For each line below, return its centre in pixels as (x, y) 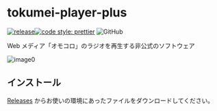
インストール (34, 83)
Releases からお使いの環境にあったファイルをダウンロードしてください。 (111, 100)
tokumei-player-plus (67, 13)
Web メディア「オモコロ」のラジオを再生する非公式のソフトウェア (101, 45)
